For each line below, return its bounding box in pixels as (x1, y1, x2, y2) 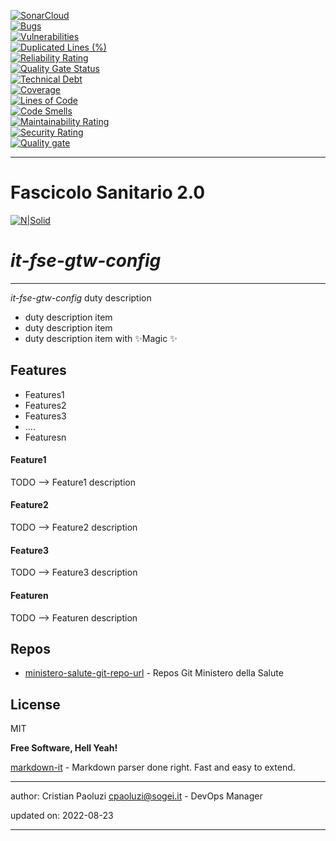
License (10, 696, 61, 713)
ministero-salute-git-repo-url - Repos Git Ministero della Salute (24, 667, 284, 679)
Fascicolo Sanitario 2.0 (10, 181, 206, 204)
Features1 (24, 388, 65, 400)
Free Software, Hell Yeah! (10, 742, 118, 754)
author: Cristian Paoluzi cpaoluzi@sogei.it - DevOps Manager (10, 790, 263, 802)
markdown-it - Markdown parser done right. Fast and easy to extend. (10, 761, 296, 774)
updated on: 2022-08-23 (10, 810, 114, 822)
